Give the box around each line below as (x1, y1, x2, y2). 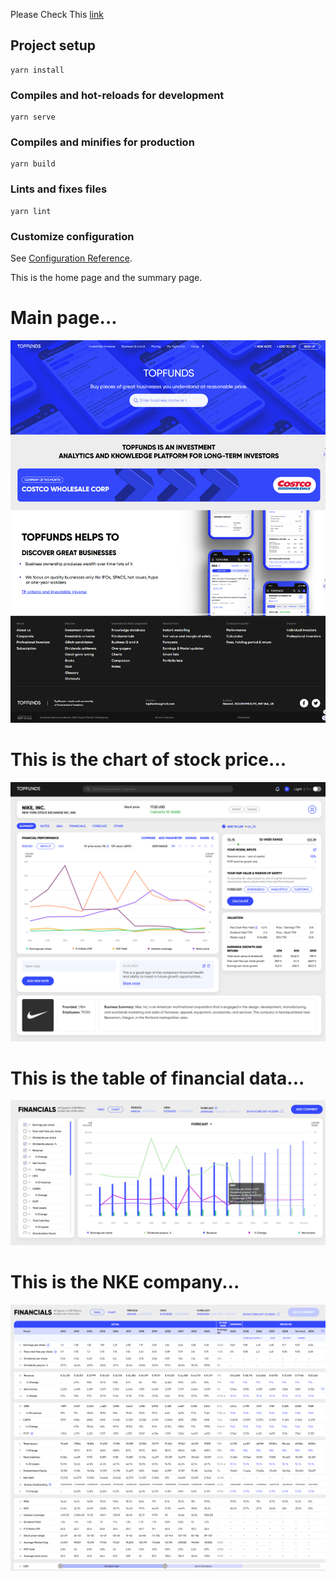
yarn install (10, 65, 65, 75)
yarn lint (10, 206, 52, 216)
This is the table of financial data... (10, 1067, 305, 1089)
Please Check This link (10, 9, 105, 20)
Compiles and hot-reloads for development (10, 88, 225, 102)
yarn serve (10, 112, 56, 123)
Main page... (10, 307, 118, 329)
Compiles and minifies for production (10, 135, 195, 149)
